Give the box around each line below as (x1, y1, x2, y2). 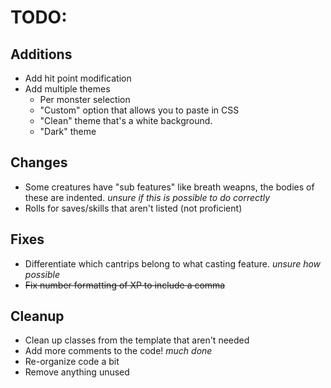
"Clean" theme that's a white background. (39, 115, 213, 126)
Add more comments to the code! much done (24, 345, 213, 357)
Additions (10, 46, 73, 63)
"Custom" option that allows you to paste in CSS (39, 104, 240, 116)
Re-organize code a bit (24, 356, 120, 368)
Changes (10, 154, 68, 171)
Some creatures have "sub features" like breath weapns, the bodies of (24, 181, 315, 193)
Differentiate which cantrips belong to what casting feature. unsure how (24, 257, 322, 270)
